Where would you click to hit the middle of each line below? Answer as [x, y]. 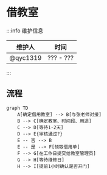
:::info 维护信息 [25, 30]
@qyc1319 [26, 57]
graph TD [17, 108]
